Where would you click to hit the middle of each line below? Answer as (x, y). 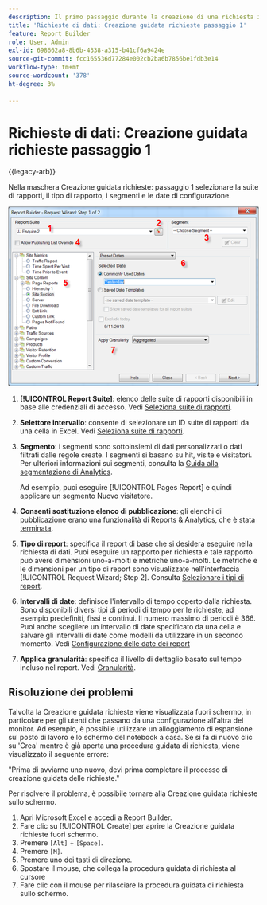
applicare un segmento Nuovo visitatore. (86, 496)
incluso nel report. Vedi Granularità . (78, 667)
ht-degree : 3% (32, 84)
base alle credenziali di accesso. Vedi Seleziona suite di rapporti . (126, 407)
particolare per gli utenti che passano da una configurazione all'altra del (126, 720)
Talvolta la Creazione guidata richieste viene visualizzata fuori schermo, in (130, 711)
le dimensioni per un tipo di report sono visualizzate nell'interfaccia (130, 569)
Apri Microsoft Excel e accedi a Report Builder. (96, 817)
